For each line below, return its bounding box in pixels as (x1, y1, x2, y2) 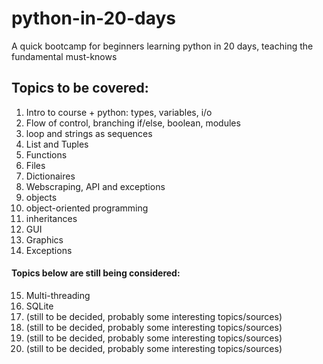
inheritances (25, 212, 78, 224)
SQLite (25, 300, 54, 312)
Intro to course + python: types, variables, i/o (25, 106, 213, 118)
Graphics (25, 233, 64, 246)
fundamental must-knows (11, 50, 118, 62)
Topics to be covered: (11, 80, 149, 97)
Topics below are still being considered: (11, 267, 181, 279)
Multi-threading (25, 289, 91, 301)
